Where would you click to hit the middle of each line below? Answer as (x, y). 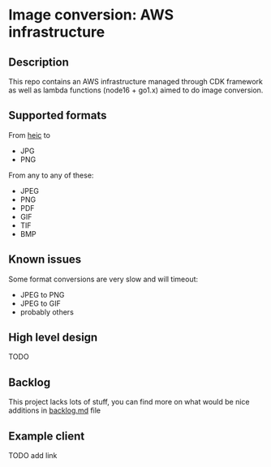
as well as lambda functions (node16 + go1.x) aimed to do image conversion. (136, 90)
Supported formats (58, 116)
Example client (47, 436)
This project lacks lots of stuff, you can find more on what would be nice (129, 402)
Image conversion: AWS (91, 15)
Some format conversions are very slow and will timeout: (103, 279)
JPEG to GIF (40, 303)
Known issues (45, 260)
